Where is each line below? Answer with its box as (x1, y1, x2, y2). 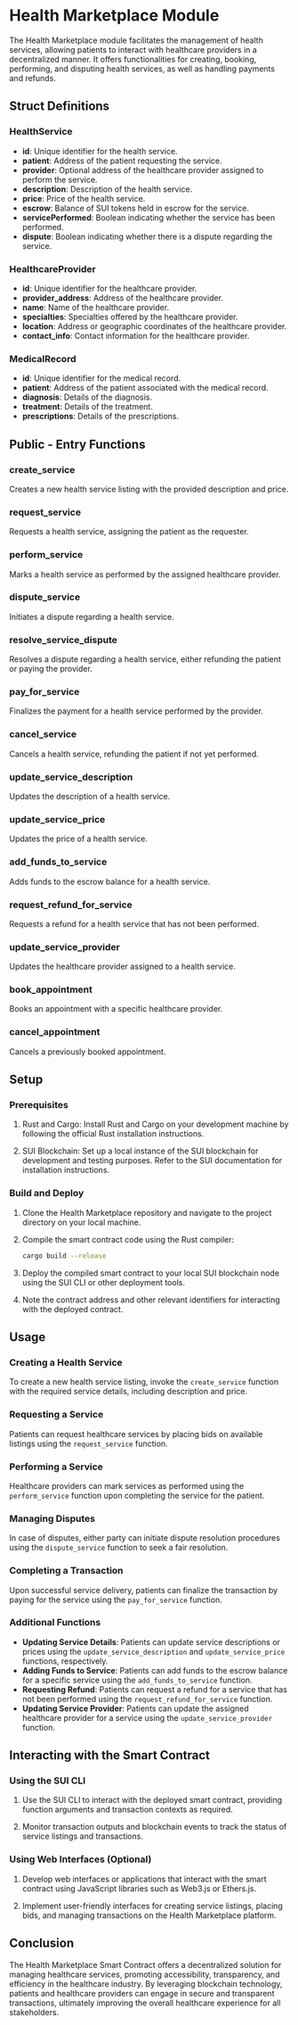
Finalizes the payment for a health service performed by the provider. (9, 706, 264, 716)
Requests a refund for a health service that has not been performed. (9, 918, 260, 929)
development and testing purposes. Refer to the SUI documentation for (21, 1155, 283, 1166)
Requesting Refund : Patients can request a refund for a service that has (21, 1683, 287, 1695)
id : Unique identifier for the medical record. (21, 373, 181, 384)
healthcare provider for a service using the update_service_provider (21, 1712, 273, 1723)
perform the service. (21, 174, 98, 185)
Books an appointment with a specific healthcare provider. (9, 1004, 223, 1014)
